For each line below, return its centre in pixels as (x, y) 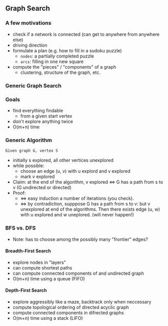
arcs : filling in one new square (52, 62)
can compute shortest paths (42, 268)
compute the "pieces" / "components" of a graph (64, 67)
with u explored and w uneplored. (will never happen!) (77, 215)
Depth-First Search (26, 290)
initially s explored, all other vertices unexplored (63, 160)
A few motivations (28, 23)
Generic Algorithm (29, 140)
